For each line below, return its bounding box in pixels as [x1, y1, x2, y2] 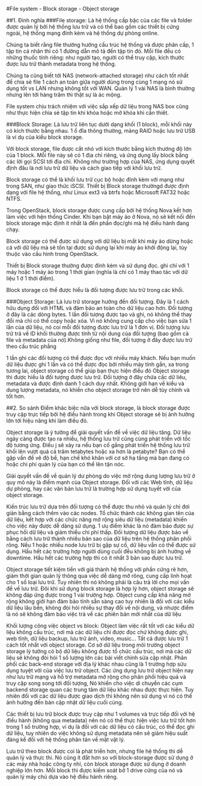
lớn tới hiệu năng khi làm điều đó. [6, 417, 88, 424]
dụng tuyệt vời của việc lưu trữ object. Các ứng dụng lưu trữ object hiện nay [6, 667, 194, 674]
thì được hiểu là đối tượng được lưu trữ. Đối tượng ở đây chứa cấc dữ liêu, [6, 374, 187, 380]
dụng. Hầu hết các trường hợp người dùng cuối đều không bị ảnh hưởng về [6, 548, 191, 555]
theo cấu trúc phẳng [6, 343, 57, 350]
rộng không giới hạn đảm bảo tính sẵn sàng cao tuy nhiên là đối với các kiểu [6, 598, 195, 605]
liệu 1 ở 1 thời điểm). [6, 275, 55, 282]
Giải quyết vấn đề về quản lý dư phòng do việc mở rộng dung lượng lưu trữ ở [6, 472, 195, 480]
